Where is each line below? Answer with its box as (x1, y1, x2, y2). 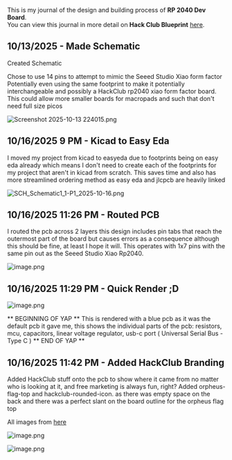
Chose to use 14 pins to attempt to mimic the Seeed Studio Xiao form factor (7, 72, 223, 80)
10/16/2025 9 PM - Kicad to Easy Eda (7, 135, 170, 147)
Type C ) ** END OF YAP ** (7, 337, 85, 345)
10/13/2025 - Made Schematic (7, 41, 141, 53)
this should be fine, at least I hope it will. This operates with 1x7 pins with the (7, 242, 226, 250)
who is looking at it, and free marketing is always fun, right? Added (7, 383, 198, 391)
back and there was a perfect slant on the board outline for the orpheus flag (7, 397, 224, 405)
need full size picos (7, 102, 63, 110)
